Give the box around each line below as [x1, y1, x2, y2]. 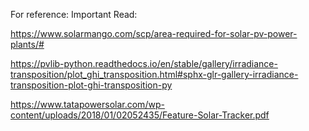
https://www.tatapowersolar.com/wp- [10, 99, 165, 110]
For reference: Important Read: [10, 9, 138, 20]
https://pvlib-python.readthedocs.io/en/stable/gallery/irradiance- [10, 58, 278, 69]
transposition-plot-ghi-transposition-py [10, 79, 173, 91]
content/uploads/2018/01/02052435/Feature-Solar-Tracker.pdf [10, 109, 270, 121]
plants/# [10, 39, 45, 50]
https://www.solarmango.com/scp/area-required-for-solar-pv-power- [10, 28, 298, 39]
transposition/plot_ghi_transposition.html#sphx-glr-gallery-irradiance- [10, 69, 299, 80]
